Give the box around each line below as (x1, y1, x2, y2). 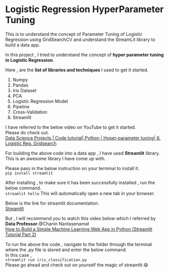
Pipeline (12, 103, 30, 109)
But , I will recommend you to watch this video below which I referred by (5, 215, 156, 221)
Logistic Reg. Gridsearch (5, 140, 57, 146)
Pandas (12, 82, 29, 88)
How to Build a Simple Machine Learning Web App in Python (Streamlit (5, 226, 153, 232)
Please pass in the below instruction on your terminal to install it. (5, 165, 140, 171)
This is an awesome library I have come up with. (5, 155, 106, 162)
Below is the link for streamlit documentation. (5, 200, 100, 206)
